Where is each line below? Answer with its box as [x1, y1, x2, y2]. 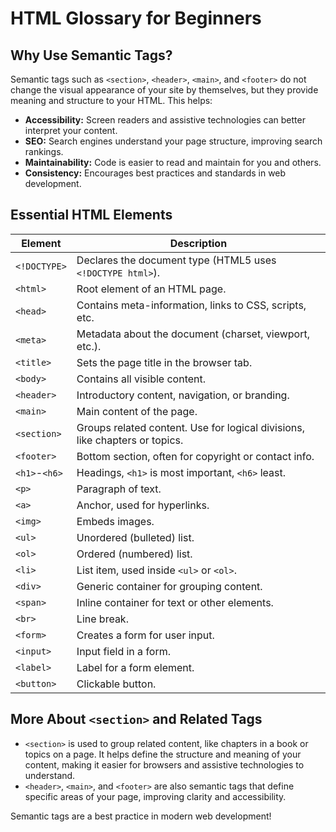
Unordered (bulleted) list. [76, 530, 195, 544]
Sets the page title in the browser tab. [76, 355, 253, 369]
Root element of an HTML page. [76, 282, 227, 296]
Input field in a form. [76, 644, 172, 658]
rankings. [24, 146, 64, 157]
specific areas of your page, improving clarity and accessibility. [24, 790, 287, 802]
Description [169, 236, 228, 250]
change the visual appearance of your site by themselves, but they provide [10, 84, 319, 96]
